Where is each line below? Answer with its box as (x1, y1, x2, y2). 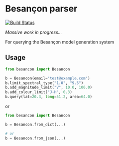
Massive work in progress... (5, 29, 62, 35)
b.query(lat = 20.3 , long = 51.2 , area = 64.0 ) (5, 94, 93, 99)
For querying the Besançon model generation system (5, 38, 115, 45)
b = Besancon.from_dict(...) (5, 122, 66, 127)
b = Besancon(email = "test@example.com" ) (5, 75, 91, 80)
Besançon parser (5, 3, 78, 14)
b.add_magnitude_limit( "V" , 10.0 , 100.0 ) (5, 85, 93, 90)
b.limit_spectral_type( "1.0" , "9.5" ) (5, 80, 84, 85)
